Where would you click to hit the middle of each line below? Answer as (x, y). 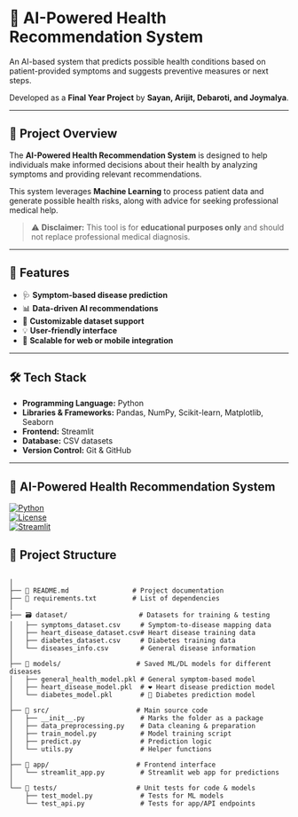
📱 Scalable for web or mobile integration (98, 340)
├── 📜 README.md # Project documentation (117, 591)
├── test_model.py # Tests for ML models (125, 796)
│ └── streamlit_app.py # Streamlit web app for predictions (144, 773)
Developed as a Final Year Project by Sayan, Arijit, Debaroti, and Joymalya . (149, 98)
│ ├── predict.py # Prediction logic (111, 742)
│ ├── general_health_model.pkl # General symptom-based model (132, 680)
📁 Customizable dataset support (83, 321)
